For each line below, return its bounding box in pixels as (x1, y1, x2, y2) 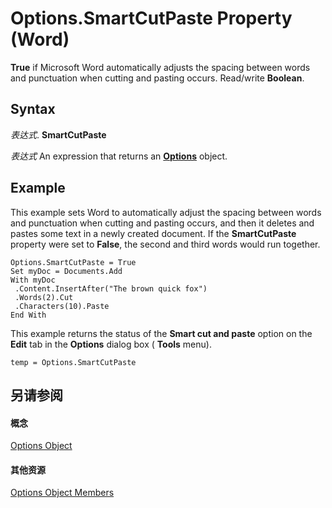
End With (10, 310, 47, 320)
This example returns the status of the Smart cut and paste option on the (10, 327, 313, 339)
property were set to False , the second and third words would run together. (10, 238, 321, 250)
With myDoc (10, 275, 56, 285)
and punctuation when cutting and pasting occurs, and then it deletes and (10, 217, 315, 229)
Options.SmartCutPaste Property (10, 7, 293, 30)
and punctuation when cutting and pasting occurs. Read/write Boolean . (10, 72, 305, 84)
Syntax (10, 101, 56, 118)
